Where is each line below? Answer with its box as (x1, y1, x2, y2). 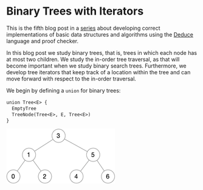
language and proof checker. (6, 37, 79, 44)
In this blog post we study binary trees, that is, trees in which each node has (6, 49, 198, 56)
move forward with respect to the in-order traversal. (6, 75, 137, 82)
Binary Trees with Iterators (6, 4, 144, 18)
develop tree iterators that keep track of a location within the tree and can (6, 68, 191, 76)
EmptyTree (12, 105, 36, 111)
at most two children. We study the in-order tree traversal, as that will (6, 55, 180, 63)
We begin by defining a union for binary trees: (6, 86, 121, 94)
